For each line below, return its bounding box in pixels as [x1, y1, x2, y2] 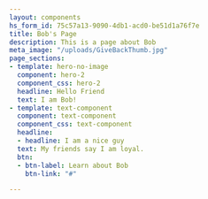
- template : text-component [9, 103, 113, 112]
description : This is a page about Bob [9, 37, 157, 47]
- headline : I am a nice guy [17, 136, 125, 145]
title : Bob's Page [9, 29, 77, 38]
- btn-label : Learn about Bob [17, 161, 128, 170]
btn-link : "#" [25, 169, 77, 178]
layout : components [9, 12, 81, 22]
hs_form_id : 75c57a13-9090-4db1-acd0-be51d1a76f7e [9, 21, 200, 30]
